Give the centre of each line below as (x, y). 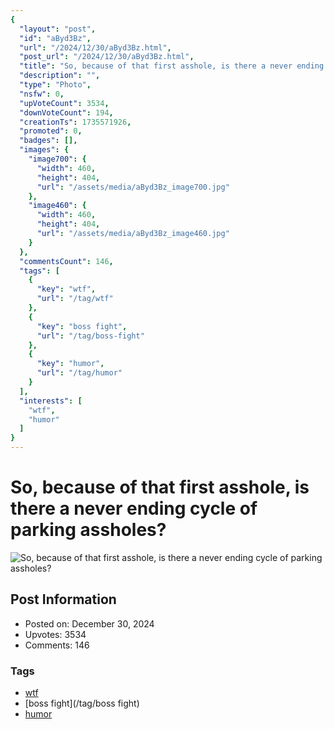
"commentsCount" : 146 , (66, 261)
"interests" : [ (51, 401)
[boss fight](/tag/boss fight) (82, 703)
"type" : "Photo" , (55, 85)
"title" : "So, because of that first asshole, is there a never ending (172, 66)
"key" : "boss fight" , (82, 326)
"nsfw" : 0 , (42, 94)
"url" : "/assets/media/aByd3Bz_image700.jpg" (133, 187)
